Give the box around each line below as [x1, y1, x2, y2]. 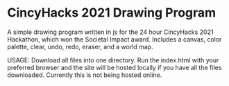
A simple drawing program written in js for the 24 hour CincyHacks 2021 [7, 28, 214, 36]
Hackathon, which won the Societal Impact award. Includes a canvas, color [7, 35, 222, 43]
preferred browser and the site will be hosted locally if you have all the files [7, 63, 222, 71]
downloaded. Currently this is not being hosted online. [7, 71, 162, 79]
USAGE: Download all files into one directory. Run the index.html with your [7, 55, 219, 64]
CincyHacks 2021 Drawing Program [7, 5, 217, 21]
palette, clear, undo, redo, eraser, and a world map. [7, 42, 154, 51]
